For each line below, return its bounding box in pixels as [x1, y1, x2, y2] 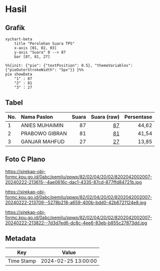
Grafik [5, 24, 25, 32]
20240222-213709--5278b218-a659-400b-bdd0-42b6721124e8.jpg [5, 199, 146, 205]
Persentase [124, 113, 152, 120]
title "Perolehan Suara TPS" [14, 41, 75, 46]
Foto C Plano [5, 155, 45, 164]
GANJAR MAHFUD [20, 138, 65, 145]
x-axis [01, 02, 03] [14, 46, 57, 51]
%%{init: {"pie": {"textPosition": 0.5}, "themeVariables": [5, 63, 133, 68]
